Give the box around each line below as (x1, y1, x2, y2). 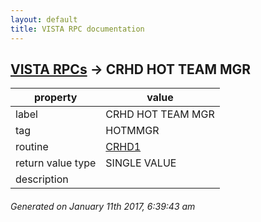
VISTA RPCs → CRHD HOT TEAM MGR (10, 61, 252, 78)
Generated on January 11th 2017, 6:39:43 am (10, 200, 196, 212)
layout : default (10, 14, 78, 25)
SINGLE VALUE (105, 156, 177, 170)
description (15, 172, 69, 186)
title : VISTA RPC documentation (10, 24, 145, 34)
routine (15, 140, 49, 154)
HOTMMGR (105, 124, 160, 138)
